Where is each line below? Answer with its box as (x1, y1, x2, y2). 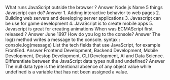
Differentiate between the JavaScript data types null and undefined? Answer (5, 58, 165, 64)
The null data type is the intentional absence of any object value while (5, 63, 151, 69)
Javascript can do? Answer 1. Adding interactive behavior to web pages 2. (5, 10, 160, 16)
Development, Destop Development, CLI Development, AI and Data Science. (5, 53, 164, 59)
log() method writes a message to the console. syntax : (5, 36, 120, 43)
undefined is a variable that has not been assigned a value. (5, 69, 128, 75)
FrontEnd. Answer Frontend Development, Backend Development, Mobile (5, 48, 158, 53)
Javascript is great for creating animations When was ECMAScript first (5, 26, 153, 32)
